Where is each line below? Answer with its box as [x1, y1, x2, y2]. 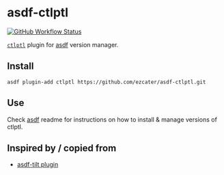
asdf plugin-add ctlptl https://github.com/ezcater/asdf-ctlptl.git [7, 79, 206, 85]
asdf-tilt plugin [16, 161, 59, 169]
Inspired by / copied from [7, 142, 117, 154]
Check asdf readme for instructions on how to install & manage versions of [7, 115, 217, 124]
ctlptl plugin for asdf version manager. [7, 40, 119, 49]
